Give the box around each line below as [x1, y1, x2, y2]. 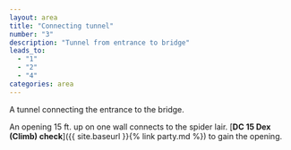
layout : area [9, 12, 58, 22]
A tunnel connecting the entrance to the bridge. [9, 104, 185, 114]
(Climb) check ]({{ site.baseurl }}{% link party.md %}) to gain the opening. [9, 130, 283, 141]
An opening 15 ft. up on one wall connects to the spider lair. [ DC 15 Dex [9, 121, 271, 132]
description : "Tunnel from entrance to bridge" [9, 37, 191, 47]
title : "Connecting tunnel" [9, 21, 115, 30]
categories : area [9, 79, 74, 88]
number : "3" [9, 29, 54, 38]
